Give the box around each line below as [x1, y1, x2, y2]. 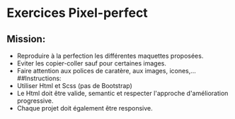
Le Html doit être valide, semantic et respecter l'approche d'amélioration [16, 89, 229, 97]
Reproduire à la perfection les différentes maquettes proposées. [16, 51, 204, 60]
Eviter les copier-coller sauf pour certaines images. [16, 59, 167, 68]
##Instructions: [16, 74, 62, 82]
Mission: [6, 33, 46, 45]
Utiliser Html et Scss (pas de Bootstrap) [16, 82, 132, 89]
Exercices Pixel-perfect [6, 5, 148, 21]
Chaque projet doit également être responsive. [16, 104, 153, 112]
